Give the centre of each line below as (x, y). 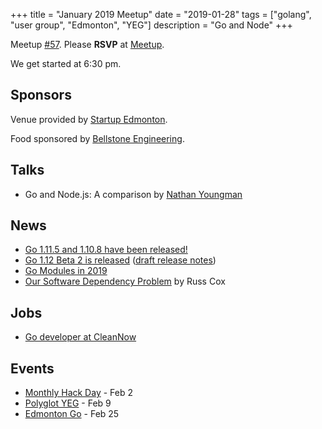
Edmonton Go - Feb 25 (72, 414)
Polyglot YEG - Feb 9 (68, 403)
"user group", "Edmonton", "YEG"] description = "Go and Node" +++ (151, 25)
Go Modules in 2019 (66, 271)
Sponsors (41, 95)
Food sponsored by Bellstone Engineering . (97, 138)
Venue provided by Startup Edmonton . (89, 119)
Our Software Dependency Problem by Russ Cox (125, 281)
